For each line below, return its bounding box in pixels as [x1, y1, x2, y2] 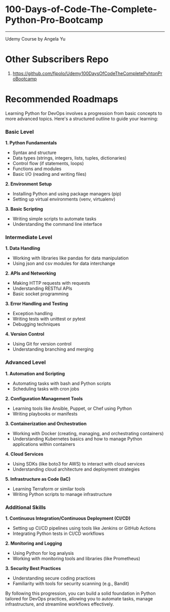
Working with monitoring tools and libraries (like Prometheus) [12, 556, 141, 561]
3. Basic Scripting [5, 206, 44, 212]
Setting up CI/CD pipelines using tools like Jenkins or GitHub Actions [12, 525, 156, 531]
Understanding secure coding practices [12, 575, 96, 581]
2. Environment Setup [5, 181, 52, 187]
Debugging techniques [12, 321, 61, 327]
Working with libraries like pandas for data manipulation [12, 255, 129, 261]
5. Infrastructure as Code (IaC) [5, 476, 71, 482]
